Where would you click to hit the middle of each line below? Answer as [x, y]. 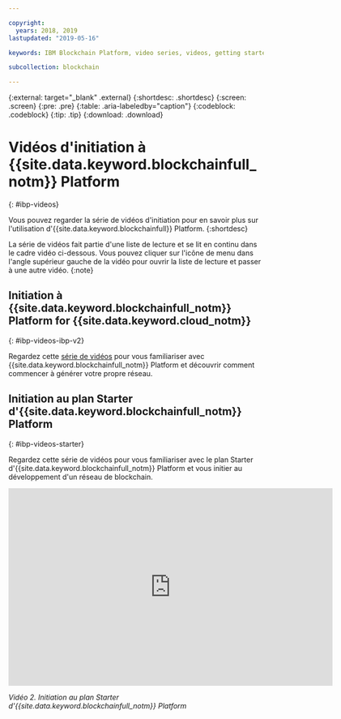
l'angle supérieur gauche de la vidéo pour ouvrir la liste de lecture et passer [135, 262]
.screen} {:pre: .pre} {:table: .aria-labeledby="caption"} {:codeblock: [122, 106]
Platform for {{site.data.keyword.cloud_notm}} [130, 321]
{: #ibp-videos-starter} [47, 443]
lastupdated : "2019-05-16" [54, 38]
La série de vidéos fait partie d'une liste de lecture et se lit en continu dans [133, 245]
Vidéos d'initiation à [77, 148]
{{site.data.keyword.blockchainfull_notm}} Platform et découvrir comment [132, 365]
